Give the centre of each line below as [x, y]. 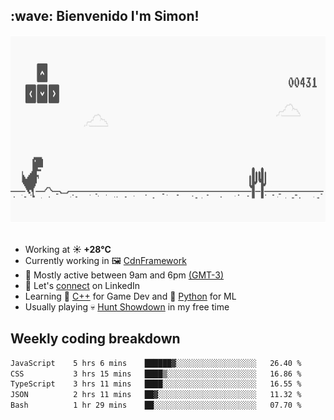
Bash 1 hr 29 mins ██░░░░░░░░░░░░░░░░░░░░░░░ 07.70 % [156, 405]
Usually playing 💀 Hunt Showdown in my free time [127, 306]
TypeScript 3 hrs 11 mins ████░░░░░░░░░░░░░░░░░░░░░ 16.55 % [156, 384]
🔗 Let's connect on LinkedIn [82, 285]
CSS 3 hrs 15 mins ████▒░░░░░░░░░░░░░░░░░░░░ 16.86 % [156, 374]
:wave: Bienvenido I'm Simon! [105, 16]
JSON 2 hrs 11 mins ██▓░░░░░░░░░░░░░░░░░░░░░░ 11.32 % [156, 395]
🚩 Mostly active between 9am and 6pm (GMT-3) [124, 275]
